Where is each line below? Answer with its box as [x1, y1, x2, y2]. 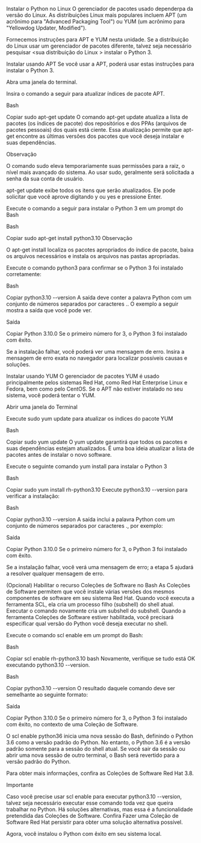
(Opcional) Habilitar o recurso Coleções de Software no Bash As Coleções [6, 582, 191, 588]
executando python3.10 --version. [6, 661, 90, 669]
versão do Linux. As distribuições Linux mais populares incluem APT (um [6, 11, 187, 19]
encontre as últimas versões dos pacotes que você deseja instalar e [16, 132, 185, 140]
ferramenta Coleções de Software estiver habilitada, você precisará [6, 614, 174, 620]
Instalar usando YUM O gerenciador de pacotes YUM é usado [6, 372, 159, 380]
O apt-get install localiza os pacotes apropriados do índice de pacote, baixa [6, 246, 194, 253]
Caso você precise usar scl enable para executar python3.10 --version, [6, 793, 182, 800]
